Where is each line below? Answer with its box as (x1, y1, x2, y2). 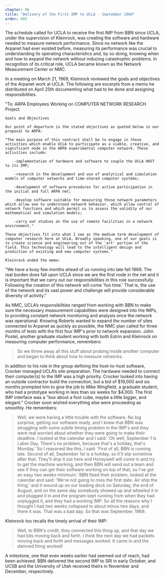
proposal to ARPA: (5, 129, 43, 134)
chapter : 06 (5, 7, 29, 12)
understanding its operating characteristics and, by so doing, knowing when (5, 51, 159, 57)
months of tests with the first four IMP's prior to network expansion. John (5, 328, 154, 335)
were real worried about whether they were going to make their (17, 430, 145, 436)
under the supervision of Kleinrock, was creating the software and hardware (5, 35, 160, 41)
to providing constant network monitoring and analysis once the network (5, 313, 152, 319)
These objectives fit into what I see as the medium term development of (5, 232, 160, 237)
